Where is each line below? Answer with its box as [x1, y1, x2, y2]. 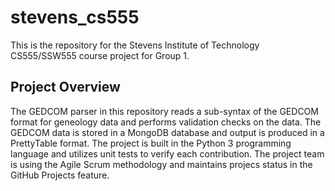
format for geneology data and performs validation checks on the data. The [10, 116, 322, 128]
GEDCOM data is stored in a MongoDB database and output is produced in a [10, 126, 325, 138]
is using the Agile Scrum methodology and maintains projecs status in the [10, 158, 313, 170]
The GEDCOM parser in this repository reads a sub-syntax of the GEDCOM [10, 105, 319, 117]
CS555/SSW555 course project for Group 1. [10, 49, 190, 61]
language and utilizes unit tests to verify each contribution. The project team [10, 147, 325, 160]
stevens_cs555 [10, 6, 140, 29]
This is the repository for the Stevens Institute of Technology [10, 39, 260, 51]
